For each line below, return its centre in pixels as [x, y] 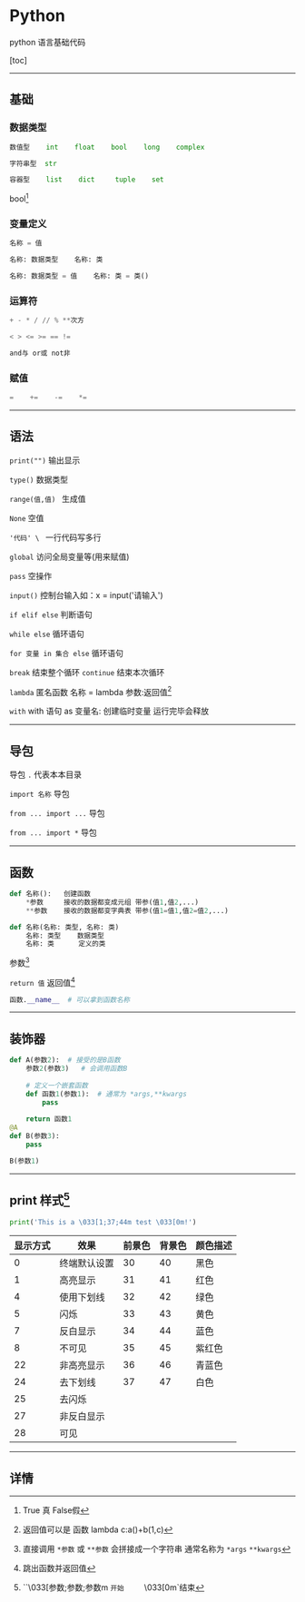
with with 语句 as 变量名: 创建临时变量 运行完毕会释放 [109, 711]
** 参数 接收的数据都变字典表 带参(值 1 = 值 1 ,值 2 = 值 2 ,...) [127, 910]
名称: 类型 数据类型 [65, 936]
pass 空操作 [31, 575]
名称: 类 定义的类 [66, 944]
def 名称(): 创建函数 [50, 894]
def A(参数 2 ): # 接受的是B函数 [65, 1060]
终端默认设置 [87, 1263]
